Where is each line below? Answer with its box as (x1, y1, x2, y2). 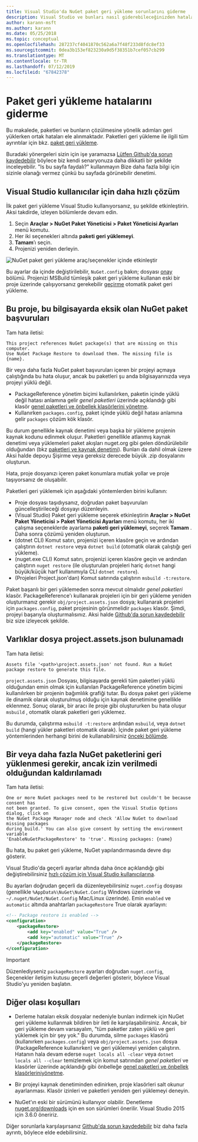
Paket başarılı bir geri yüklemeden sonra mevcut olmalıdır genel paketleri (6, 586, 183, 593)
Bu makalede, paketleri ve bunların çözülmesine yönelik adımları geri (6, 126, 173, 134)
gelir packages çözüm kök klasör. (14, 415, 94, 423)
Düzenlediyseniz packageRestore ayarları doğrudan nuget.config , (6, 968, 164, 975)
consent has (6, 800, 35, 806)
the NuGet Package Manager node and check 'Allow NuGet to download (6, 816, 178, 822)
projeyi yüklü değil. (6, 379, 52, 386)
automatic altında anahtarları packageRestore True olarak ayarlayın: (6, 901, 167, 908)
